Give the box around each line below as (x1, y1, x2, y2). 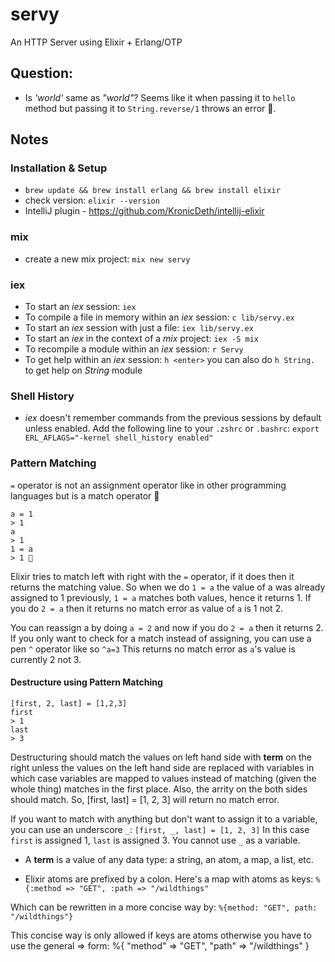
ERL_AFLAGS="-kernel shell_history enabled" (24, 433, 214, 443)
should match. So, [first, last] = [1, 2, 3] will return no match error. (10, 793, 280, 805)
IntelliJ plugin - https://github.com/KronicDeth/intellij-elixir (24, 205, 265, 217)
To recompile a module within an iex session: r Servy (24, 343, 244, 355)
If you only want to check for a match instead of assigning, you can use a (10, 632, 312, 644)
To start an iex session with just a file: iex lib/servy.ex (24, 322, 254, 334)
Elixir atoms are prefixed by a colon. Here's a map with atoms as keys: (24, 873, 314, 885)
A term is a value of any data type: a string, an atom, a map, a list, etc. (24, 853, 314, 865)
